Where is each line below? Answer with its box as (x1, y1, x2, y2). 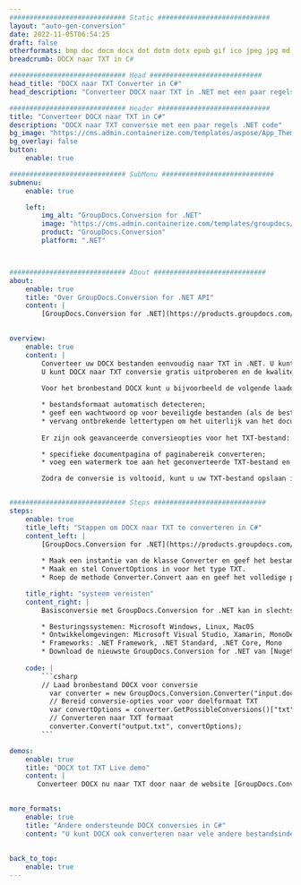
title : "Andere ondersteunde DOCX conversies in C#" (25, 821, 227, 829)
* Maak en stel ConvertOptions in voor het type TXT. (41, 565, 246, 574)
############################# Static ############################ (9, 13, 271, 22)
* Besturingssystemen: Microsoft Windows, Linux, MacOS (41, 622, 254, 632)
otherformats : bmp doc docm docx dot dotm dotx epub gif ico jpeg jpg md (9, 47, 291, 56)
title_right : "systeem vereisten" (25, 589, 154, 598)
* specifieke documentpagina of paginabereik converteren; (41, 450, 267, 459)
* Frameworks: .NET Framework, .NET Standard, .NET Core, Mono (41, 639, 282, 648)
